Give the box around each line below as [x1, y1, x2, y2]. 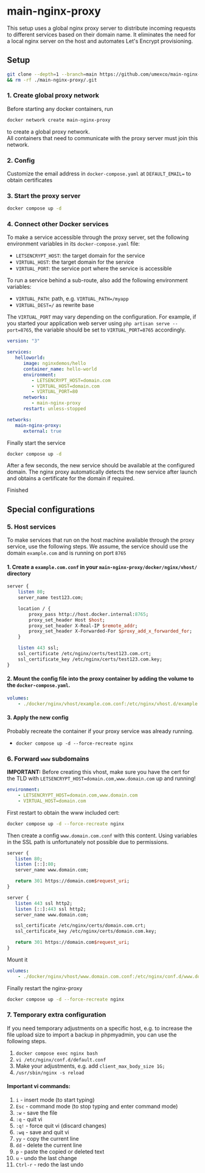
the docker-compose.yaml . [7, 681, 71, 689]
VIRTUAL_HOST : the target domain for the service [15, 258, 134, 266]
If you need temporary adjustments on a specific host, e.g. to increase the [7, 1024, 192, 1032]
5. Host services [7, 522, 57, 531]
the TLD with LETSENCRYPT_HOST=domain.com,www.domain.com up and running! [7, 775, 196, 782]
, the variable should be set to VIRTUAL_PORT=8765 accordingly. [31, 326, 186, 333]
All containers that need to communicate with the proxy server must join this [7, 134, 198, 141]
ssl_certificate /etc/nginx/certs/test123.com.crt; [18, 651, 151, 657]
